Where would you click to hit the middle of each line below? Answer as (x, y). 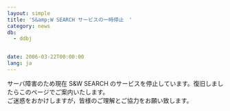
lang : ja (20, 63)
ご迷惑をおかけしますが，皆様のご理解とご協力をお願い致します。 (100, 100)
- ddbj (23, 39)
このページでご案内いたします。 (64, 92)
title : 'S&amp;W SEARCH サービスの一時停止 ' (70, 20)
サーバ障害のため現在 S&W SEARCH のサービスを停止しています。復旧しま (112, 83)
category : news (29, 26)
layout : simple (29, 13)
